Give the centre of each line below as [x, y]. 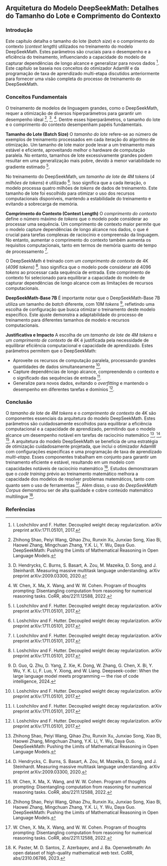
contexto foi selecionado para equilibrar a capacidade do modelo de [75, 277]
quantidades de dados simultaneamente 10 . [57, 366]
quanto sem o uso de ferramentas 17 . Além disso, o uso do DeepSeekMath [82, 485]
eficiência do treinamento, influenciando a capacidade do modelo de [76, 57]
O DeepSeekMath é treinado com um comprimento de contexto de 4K [77, 261]
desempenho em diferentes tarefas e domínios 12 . [63, 389]
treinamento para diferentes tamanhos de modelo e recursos [68, 320]
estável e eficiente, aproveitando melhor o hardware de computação [75, 150]
